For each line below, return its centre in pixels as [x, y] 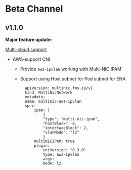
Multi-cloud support [26, 49]
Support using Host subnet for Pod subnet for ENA [73, 79]
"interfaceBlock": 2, [65, 128]
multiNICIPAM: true [54, 141]
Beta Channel [34, 9]
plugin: [42, 146]
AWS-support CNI [31, 59]
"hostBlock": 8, [60, 123]
